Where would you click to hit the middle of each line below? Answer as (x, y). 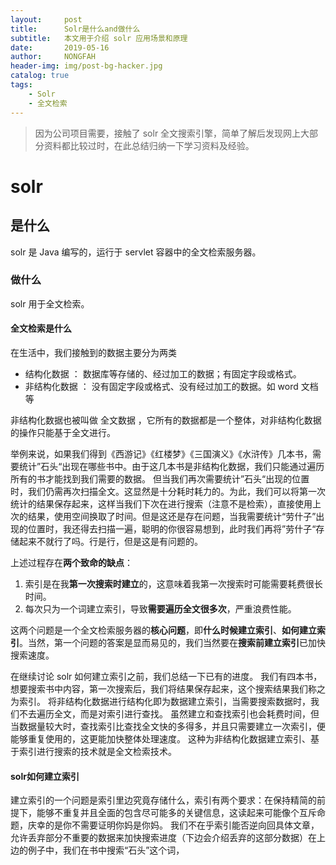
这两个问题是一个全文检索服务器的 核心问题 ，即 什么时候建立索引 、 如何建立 (163, 630)
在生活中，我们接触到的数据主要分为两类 (93, 352)
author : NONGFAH (53, 57)
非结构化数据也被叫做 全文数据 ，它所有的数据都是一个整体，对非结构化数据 (166, 420)
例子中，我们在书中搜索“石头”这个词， (106, 850)
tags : (21, 85)
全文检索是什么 (41, 328)
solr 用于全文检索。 (50, 303)
